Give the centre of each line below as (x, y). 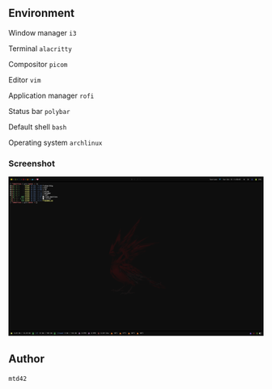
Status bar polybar (39, 111)
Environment (42, 13)
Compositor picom (38, 64)
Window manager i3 (42, 32)
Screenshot (32, 163)
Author (26, 359)
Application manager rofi (51, 95)
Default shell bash (38, 127)
